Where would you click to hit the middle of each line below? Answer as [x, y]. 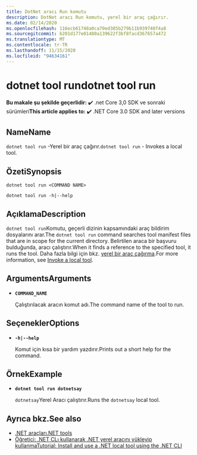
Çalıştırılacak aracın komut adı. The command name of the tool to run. [99, 304]
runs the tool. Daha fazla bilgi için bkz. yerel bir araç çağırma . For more [92, 253]
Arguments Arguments [49, 278]
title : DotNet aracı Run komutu [46, 12]
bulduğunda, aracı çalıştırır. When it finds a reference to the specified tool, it [98, 247]
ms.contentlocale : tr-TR [37, 45]
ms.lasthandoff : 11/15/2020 [41, 51]
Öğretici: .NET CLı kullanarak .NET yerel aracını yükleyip [83, 440]
